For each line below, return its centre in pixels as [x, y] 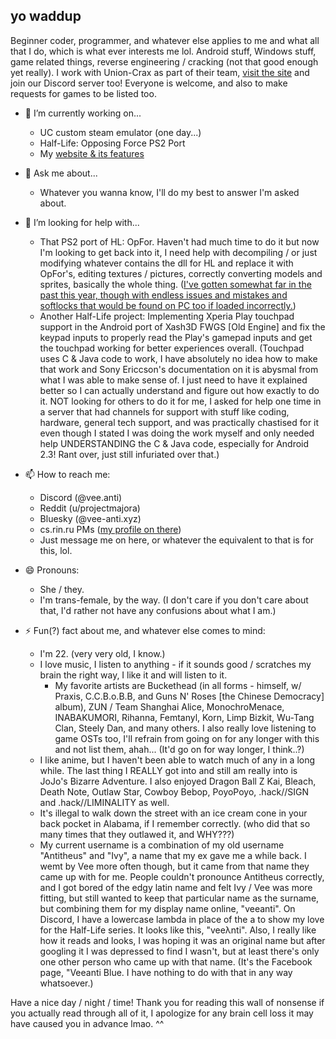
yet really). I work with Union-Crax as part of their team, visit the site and [160, 72]
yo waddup [46, 16]
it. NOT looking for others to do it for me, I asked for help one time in [180, 401]
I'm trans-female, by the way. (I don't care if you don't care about [174, 600]
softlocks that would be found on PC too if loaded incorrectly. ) [168, 305]
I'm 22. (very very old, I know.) [102, 653]
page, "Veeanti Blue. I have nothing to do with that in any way [166, 972]
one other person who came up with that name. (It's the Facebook [176, 961]
